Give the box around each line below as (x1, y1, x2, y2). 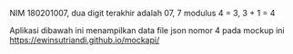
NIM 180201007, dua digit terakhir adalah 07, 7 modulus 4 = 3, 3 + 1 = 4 (9, 8, 276, 18)
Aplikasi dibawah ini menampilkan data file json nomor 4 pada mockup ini (9, 25, 285, 35)
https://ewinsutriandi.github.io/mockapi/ (9, 35, 160, 45)
